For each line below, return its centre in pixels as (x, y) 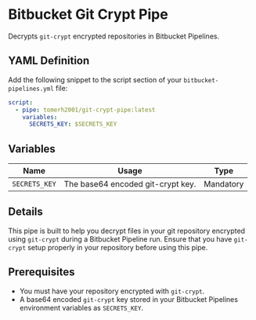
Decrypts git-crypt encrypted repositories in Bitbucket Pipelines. (114, 36)
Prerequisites (41, 272)
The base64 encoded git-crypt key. (130, 184)
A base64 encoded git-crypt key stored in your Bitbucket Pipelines (129, 299)
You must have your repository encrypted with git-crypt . (112, 291)
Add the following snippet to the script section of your (95, 79)
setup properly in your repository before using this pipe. (117, 247)
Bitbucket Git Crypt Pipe (88, 15)
